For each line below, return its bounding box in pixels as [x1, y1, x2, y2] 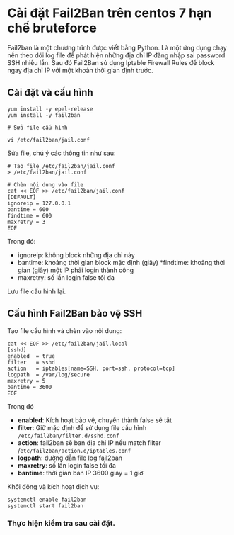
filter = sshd [7, 359, 55, 366]
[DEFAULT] [7, 193, 37, 201]
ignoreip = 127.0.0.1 [7, 200, 71, 207]
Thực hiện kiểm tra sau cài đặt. [7, 519, 115, 529]
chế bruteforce [7, 20, 97, 36]
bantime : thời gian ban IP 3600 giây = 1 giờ [17, 468, 144, 477]
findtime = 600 [7, 212, 52, 219]
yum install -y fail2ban [7, 111, 81, 118]
